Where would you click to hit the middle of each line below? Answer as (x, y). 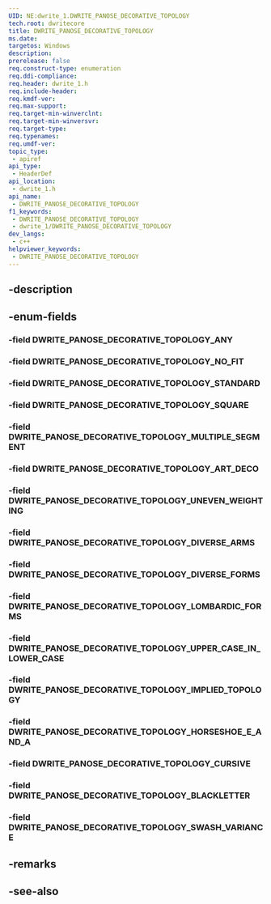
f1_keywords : (30, 211)
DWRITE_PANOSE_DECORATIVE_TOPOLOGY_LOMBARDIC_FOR (135, 606)
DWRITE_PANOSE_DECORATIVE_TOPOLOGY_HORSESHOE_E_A (135, 732)
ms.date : (23, 38)
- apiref (27, 159)
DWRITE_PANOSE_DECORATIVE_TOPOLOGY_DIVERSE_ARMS (132, 542)
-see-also (34, 891)
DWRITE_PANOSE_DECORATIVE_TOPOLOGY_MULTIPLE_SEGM (134, 437)
